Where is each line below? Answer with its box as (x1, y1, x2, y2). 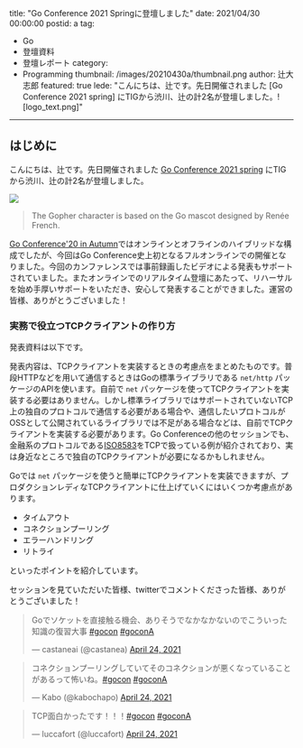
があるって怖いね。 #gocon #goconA (31, 674, 168, 685)
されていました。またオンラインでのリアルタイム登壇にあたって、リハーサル (9, 272, 293, 282)
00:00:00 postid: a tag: (9, 18, 95, 29)
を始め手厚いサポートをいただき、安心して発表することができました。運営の (9, 283, 293, 294)
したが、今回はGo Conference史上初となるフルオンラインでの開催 (24, 249, 271, 260)
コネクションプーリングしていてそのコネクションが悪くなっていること (31, 662, 291, 674)
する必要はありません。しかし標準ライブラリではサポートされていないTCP (16, 395, 293, 406)
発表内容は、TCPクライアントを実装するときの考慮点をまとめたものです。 (9, 361, 285, 372)
